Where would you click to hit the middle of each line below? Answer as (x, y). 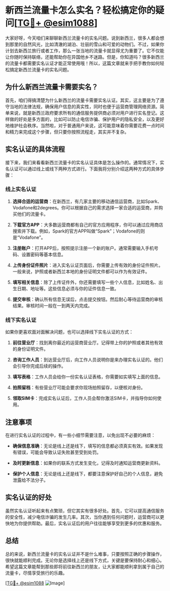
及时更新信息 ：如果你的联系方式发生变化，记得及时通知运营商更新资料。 (88, 463)
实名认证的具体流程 (35, 149)
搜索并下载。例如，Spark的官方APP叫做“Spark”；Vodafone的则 (79, 231)
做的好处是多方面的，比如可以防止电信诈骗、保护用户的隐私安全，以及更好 (87, 119)
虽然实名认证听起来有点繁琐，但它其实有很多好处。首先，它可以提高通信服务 (85, 511)
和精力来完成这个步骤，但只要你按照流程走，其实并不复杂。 (67, 131)
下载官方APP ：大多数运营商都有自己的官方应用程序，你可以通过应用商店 (88, 224)
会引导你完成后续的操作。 (39, 366)
